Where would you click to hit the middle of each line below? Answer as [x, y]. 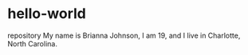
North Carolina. [32, 43]
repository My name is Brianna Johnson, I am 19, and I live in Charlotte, [124, 35]
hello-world [47, 14]
